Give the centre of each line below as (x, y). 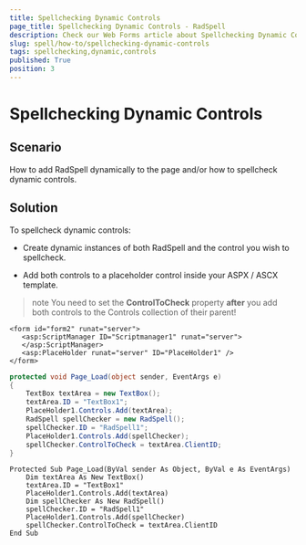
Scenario (36, 147)
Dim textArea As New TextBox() (85, 477)
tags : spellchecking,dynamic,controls (83, 52)
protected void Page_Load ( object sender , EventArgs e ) (116, 377)
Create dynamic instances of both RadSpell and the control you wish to (156, 247)
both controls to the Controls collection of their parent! (134, 312)
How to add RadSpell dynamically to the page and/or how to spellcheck (143, 169)
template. (41, 285)
